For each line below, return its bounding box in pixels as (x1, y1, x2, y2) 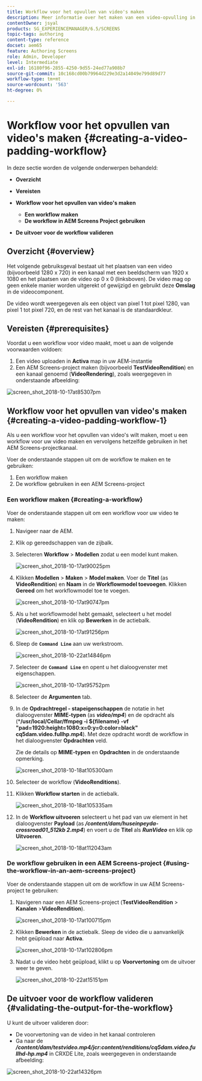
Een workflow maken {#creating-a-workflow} (7, 496, 143, 504)
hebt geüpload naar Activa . (15, 934, 84, 942)
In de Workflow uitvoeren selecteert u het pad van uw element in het (15, 813, 188, 821)
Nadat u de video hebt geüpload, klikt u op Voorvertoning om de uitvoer (15, 958, 196, 965)
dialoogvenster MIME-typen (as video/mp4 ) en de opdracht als (15, 711, 175, 718)
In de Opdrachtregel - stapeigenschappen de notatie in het (15, 705, 165, 712)
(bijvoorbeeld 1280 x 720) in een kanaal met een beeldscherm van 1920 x (7, 269, 189, 276)
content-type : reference (7, 37, 69, 43)
